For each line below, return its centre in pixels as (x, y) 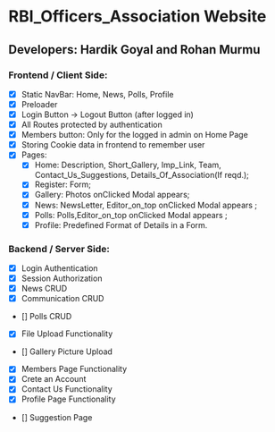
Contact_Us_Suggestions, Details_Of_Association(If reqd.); (142, 175)
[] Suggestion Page (57, 417)
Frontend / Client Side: (58, 75)
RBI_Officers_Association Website (137, 17)
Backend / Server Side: (59, 249)
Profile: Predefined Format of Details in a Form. (121, 224)
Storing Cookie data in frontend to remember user (113, 145)
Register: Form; (62, 184)
